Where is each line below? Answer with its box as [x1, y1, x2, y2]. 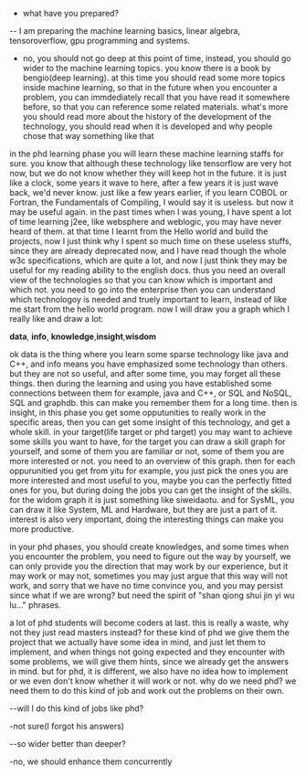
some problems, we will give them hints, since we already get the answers [9, 656, 290, 666]
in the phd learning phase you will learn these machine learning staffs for [9, 148, 284, 159]
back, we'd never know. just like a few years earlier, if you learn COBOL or [9, 187, 288, 197]
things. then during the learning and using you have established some [9, 378, 272, 388]
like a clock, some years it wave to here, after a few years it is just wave [9, 177, 279, 188]
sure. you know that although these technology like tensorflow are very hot [9, 158, 292, 168]
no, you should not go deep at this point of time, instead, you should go [22, 53, 291, 63]
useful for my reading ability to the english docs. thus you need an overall [9, 265, 286, 275]
